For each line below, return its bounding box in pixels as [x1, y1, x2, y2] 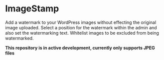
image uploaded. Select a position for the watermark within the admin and [5, 24, 157, 30]
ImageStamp [5, 3, 59, 14]
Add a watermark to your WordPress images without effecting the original [5, 19, 157, 25]
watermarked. [5, 35, 34, 41]
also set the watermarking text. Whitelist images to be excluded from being [5, 30, 160, 36]
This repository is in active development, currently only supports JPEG [5, 45, 156, 51]
